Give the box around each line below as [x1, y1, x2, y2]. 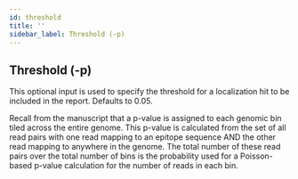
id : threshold [9, 12, 62, 22]
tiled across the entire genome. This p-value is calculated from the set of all [9, 122, 286, 134]
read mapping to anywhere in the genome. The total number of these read [9, 142, 281, 152]
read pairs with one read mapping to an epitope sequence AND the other [9, 132, 277, 142]
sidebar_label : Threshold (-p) [9, 29, 125, 38]
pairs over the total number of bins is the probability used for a [9, 151, 238, 161]
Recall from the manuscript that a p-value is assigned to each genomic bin [9, 113, 282, 124]
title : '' [9, 21, 46, 30]
